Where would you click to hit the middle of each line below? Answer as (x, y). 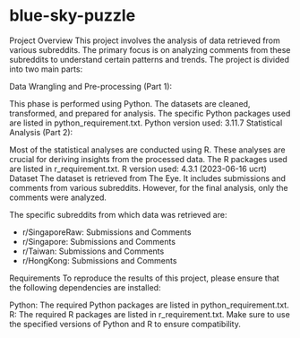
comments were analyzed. (58, 197)
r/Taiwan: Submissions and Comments (93, 251)
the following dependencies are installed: (85, 287)
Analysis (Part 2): (41, 132)
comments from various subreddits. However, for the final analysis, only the (149, 187)
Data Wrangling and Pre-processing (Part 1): (91, 86)
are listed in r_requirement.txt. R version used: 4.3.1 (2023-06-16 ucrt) (138, 169)
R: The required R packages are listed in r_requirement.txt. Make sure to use (150, 314)
